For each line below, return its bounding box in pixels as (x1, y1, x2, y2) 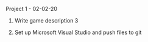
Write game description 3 (14, 17, 79, 24)
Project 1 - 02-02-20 (5, 5, 57, 12)
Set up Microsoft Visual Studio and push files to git (14, 29, 142, 36)
